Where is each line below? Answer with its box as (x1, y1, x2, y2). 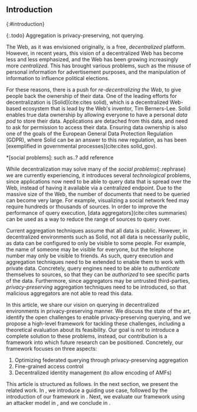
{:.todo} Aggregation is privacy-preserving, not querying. (6, 32, 145, 39)
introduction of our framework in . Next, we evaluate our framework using (6, 393, 185, 400)
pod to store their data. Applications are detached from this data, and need (6, 117, 188, 125)
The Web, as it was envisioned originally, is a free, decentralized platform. (6, 43, 186, 50)
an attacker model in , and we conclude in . (6, 399, 111, 406)
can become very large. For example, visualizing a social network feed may (6, 197, 189, 204)
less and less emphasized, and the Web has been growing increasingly (6, 55, 179, 63)
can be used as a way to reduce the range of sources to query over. (6, 215, 171, 223)
